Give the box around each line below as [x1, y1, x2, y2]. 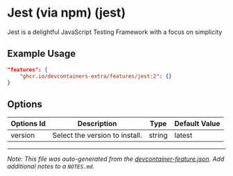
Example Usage [7, 48, 76, 60]
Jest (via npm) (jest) [7, 5, 126, 21]
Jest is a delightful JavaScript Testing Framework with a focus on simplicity [7, 28, 223, 36]
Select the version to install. [52, 130, 142, 140]
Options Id [10, 119, 46, 129]
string [148, 130, 168, 140]
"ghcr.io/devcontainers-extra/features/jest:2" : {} [19, 73, 172, 80]
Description [77, 119, 117, 129]
